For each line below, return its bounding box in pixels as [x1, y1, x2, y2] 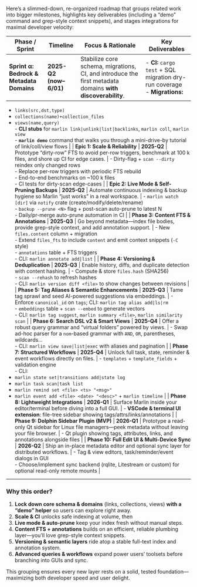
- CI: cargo [145, 59, 175, 66]
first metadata [80, 77, 119, 85]
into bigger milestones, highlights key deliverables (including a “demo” [6, 11, 176, 18]
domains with [80, 85, 118, 92]
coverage [156, 80, 182, 89]
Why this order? [6, 487, 53, 495]
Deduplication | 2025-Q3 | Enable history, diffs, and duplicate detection [14, 261, 189, 268]
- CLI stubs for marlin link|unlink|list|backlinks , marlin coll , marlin [14, 126, 189, 132]
